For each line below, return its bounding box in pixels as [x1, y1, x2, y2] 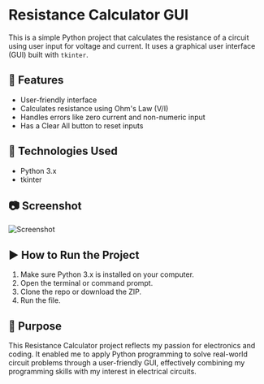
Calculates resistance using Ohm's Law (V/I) [19, 103, 169, 113]
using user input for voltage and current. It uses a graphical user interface [8, 41, 256, 50]
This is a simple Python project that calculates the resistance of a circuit [8, 32, 249, 42]
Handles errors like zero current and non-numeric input [19, 112, 206, 122]
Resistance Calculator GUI [8, 6, 189, 24]
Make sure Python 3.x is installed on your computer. [19, 270, 195, 279]
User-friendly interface [19, 95, 97, 105]
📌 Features [8, 73, 64, 87]
